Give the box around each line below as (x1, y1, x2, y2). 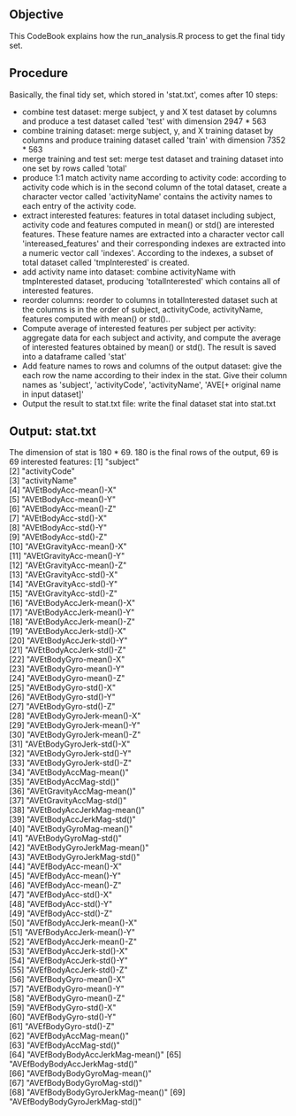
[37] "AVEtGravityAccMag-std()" (9, 795, 127, 806)
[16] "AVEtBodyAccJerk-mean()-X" (9, 598, 136, 608)
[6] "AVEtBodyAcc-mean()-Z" (9, 504, 117, 515)
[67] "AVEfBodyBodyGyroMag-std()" (9, 1078, 143, 1089)
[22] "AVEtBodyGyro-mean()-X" (9, 655, 125, 665)
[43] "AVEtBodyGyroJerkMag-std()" (9, 852, 140, 863)
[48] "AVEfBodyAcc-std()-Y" (9, 899, 113, 910)
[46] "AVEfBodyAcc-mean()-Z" (9, 880, 122, 891)
